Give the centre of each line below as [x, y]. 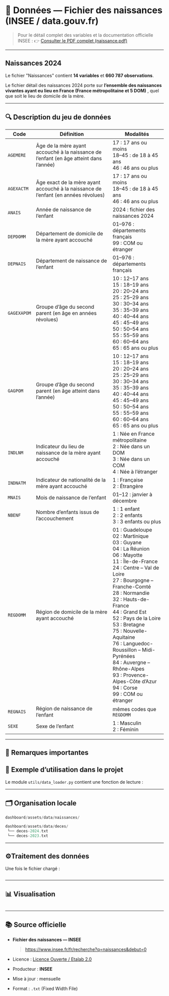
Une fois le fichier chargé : [33, 868]
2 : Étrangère [128, 486]
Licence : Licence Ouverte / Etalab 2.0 [52, 959]
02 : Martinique [131, 536]
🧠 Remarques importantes [47, 752]
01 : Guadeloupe [132, 530]
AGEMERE [17, 155]
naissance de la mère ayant [68, 453]
